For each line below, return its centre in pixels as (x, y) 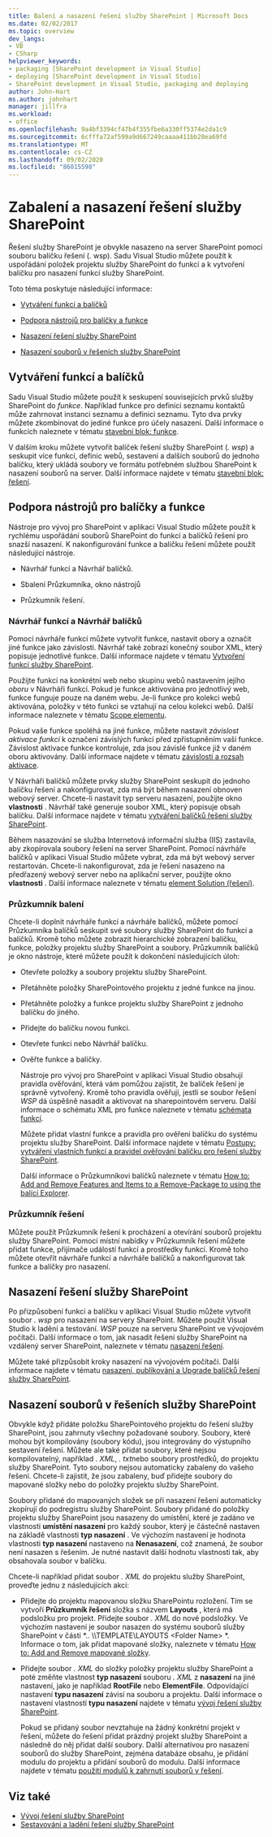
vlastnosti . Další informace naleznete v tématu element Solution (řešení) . (132, 883)
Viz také (30, 1796)
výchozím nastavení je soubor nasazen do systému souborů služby (132, 1627)
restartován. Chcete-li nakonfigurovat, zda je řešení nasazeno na (117, 866)
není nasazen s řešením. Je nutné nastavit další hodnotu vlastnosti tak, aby (134, 1553)
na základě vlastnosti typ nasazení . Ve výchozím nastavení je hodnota (127, 1535)
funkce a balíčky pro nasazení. (60, 1266)
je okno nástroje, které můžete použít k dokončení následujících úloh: (124, 957)
